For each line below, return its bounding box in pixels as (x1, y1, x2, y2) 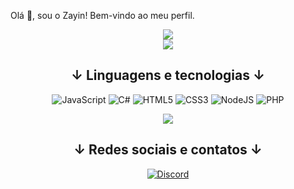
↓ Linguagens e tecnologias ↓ (71, 67, 265, 84)
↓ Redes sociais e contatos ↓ (73, 141, 263, 159)
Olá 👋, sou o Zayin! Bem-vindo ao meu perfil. (10, 10, 195, 21)
